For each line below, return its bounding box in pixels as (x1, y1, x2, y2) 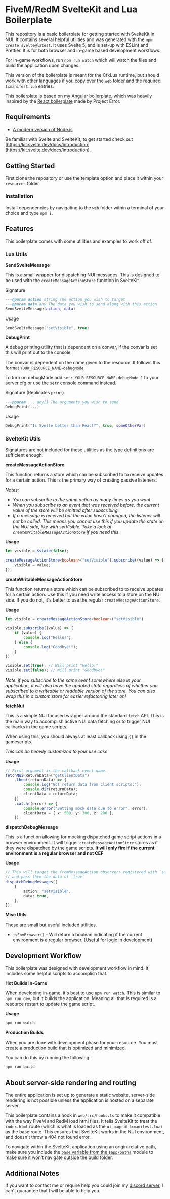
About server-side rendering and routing (5, 1078, 137, 1087)
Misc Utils (5, 912, 27, 918)
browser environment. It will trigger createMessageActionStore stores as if (5, 840, 158, 846)
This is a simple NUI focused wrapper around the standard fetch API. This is (5, 712, 164, 718)
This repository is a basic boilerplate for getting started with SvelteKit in (5, 31, 155, 37)
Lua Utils (5, 251, 27, 258)
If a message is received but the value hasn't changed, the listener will (12, 513, 160, 519)
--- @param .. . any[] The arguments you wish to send (5, 399, 119, 405)
